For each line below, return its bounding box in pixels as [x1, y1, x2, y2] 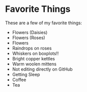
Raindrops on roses [12, 45, 52, 51]
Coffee [12, 77, 27, 83]
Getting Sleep [12, 71, 40, 77]
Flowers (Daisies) [12, 29, 48, 35]
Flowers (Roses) [12, 35, 45, 41]
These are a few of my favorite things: [5, 20, 82, 26]
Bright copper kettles [12, 55, 55, 61]
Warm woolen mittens [12, 61, 57, 67]
